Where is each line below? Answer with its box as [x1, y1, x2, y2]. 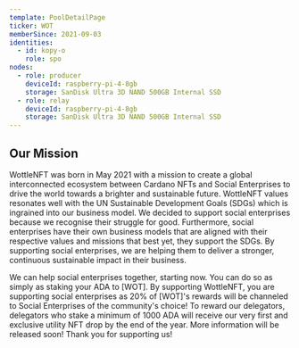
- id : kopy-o [17, 46, 66, 55]
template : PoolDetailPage [9, 12, 105, 22]
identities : [9, 37, 54, 47]
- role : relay [17, 95, 70, 105]
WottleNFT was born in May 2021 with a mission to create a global [9, 169, 253, 179]
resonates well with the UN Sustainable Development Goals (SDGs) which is [9, 197, 288, 208]
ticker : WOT [9, 21, 54, 30]
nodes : [9, 63, 34, 72]
